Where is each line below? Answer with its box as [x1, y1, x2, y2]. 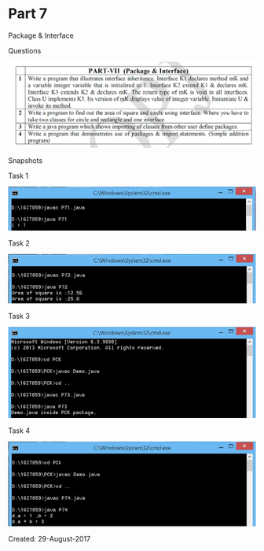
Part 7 [8, 5, 48, 23]
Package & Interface [8, 31, 75, 40]
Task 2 [8, 239, 30, 248]
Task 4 [8, 426, 30, 435]
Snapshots [8, 155, 43, 165]
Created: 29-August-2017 [8, 534, 91, 543]
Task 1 [8, 171, 29, 180]
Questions [8, 46, 42, 55]
